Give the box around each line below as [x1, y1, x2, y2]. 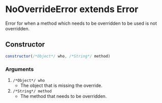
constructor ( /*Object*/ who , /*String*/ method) [5, 54, 111, 59]
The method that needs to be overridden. [20, 93, 107, 99]
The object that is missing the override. [20, 82, 103, 88]
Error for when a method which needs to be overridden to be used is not [5, 20, 157, 26]
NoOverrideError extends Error [5, 4, 139, 15]
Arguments [5, 66, 34, 73]
